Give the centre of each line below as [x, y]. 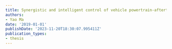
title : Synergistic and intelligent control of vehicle [66, 10]
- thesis [15, 39]
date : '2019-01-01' [26, 24]
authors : [15, 15]
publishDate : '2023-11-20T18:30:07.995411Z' [53, 29]
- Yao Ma [15, 19]
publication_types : [26, 34]
